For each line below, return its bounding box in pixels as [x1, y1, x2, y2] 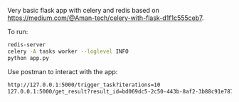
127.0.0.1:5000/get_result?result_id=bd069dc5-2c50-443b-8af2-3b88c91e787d [7, 88, 237, 95]
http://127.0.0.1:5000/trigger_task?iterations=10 [7, 81, 161, 88]
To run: [7, 28, 28, 36]
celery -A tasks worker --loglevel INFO [7, 48, 129, 55]
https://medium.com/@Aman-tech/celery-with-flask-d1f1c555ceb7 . [7, 14, 204, 22]
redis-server [7, 41, 46, 49]
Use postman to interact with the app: [7, 67, 118, 76]
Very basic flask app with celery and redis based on [7, 6, 160, 14]
